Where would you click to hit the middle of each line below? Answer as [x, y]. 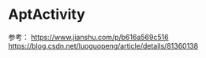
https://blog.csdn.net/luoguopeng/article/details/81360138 [103, 45]
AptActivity [47, 14]
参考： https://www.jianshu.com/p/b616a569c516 [88, 37]
